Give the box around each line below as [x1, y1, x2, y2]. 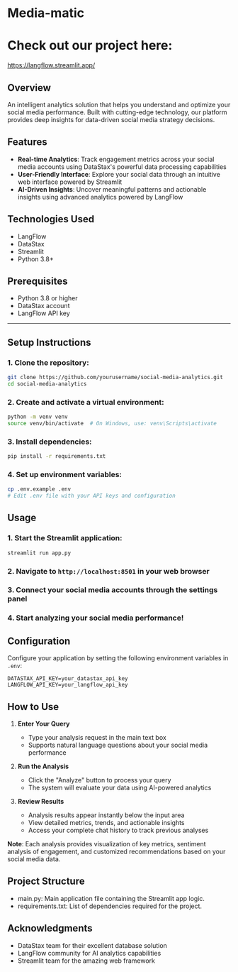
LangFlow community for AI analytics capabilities [17, 949, 161, 957]
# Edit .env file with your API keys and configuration [7, 492, 176, 500]
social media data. [7, 855, 61, 863]
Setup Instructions [7, 336, 91, 349]
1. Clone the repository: [7, 357, 90, 367]
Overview [7, 82, 52, 94]
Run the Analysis [17, 762, 69, 771]
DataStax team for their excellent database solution [17, 941, 168, 949]
